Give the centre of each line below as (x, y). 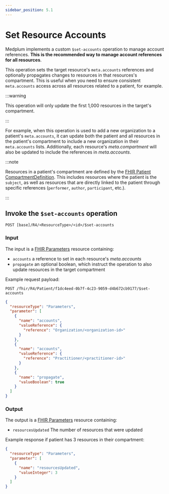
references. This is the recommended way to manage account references (83, 54)
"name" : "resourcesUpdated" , (49, 468)
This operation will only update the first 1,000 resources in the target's (78, 105)
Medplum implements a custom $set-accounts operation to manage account (85, 49)
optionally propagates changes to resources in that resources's (71, 75)
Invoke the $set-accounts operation (61, 213)
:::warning (16, 96)
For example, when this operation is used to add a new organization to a (80, 130)
